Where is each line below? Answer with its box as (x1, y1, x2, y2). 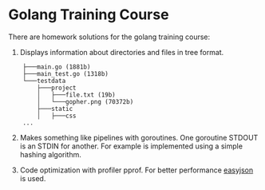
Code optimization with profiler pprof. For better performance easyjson (19, 165, 254, 175)
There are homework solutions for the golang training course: (8, 32, 211, 42)
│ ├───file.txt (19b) (37, 90, 116, 99)
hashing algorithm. (19, 149, 81, 159)
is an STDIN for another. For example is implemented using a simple (19, 141, 243, 151)
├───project (37, 84, 77, 92)
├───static (37, 105, 73, 113)
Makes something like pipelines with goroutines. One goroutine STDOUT (19, 133, 259, 142)
